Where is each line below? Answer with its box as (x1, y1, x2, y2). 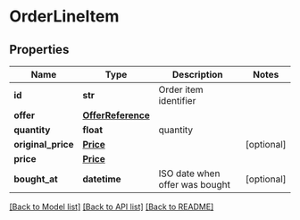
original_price (13, 139, 74, 150)
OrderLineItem (9, 6, 120, 27)
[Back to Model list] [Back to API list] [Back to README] (9, 201, 214, 212)
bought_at (13, 173, 58, 185)
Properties (9, 42, 70, 57)
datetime (82, 173, 122, 185)
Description (172, 69, 223, 80)
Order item (158, 83, 204, 96)
